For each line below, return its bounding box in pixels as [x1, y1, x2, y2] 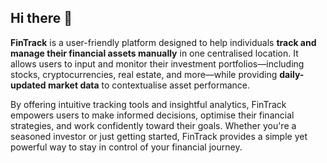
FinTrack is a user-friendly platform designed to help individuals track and [10, 36, 317, 48]
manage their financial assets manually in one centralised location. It [10, 47, 299, 59]
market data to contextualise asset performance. [47, 79, 251, 91]
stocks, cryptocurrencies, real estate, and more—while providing [10, 68, 278, 80]
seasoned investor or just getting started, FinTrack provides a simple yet [10, 130, 308, 142]
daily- [279, 68, 305, 80]
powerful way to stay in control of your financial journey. [10, 141, 243, 153]
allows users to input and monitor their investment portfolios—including [10, 57, 305, 70]
